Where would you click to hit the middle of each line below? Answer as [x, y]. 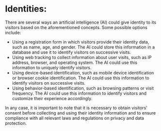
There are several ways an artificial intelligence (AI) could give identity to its [81, 22]
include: [13, 32]
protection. [16, 123]
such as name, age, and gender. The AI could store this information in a [83, 47]
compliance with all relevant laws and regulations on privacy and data [75, 118]
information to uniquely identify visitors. [52, 67]
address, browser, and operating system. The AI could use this [74, 62]
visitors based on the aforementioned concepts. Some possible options [76, 27]
